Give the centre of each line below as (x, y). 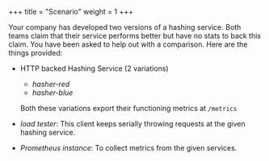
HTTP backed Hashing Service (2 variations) (94, 68)
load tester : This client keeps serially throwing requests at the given (132, 124)
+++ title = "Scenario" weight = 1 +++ (71, 12)
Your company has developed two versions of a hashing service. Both (125, 27)
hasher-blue (53, 93)
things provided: (36, 53)
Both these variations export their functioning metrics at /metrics (128, 108)
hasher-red (51, 84)
